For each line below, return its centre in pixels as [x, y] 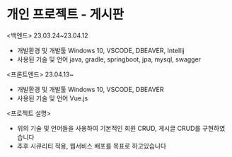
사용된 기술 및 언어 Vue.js [52, 98]
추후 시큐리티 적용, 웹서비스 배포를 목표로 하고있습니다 [92, 146]
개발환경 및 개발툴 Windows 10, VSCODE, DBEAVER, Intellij [100, 50]
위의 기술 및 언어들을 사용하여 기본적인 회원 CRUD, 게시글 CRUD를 [109, 128]
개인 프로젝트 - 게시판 [65, 14]
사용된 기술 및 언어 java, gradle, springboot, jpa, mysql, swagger [109, 59]
